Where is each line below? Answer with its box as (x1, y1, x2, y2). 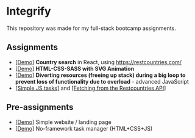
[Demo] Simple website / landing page (15, 118, 112, 126)
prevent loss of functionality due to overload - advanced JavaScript (15, 78, 189, 85)
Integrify (6, 4, 51, 18)
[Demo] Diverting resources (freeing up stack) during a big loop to (15, 71, 186, 79)
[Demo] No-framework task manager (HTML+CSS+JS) (15, 125, 153, 132)
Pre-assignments (6, 102, 74, 112)
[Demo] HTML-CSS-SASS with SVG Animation (15, 65, 135, 72)
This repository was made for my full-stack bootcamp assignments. (6, 24, 177, 32)
